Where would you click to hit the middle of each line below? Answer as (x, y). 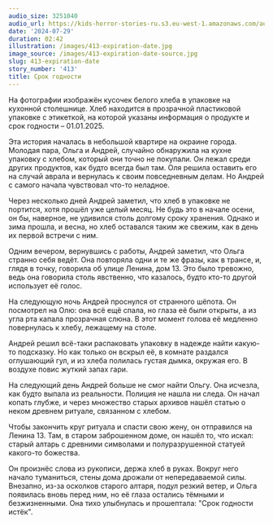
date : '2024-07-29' (41, 31)
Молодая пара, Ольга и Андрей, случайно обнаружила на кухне (120, 150)
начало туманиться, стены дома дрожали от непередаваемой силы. (128, 477)
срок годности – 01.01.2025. (56, 125)
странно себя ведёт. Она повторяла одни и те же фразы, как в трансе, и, (135, 259)
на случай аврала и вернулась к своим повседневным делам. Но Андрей (136, 176)
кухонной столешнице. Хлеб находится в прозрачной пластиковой (125, 108)
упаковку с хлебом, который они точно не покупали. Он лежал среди (130, 159)
